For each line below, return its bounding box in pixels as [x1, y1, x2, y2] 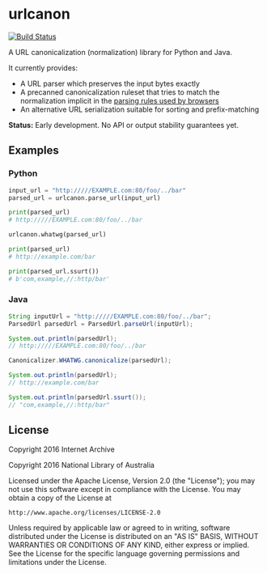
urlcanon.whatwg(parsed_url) [8, 231, 107, 239]
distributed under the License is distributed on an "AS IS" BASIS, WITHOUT [8, 532, 259, 541]
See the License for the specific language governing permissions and [8, 549, 240, 558]
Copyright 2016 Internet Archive [8, 444, 115, 454]
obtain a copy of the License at [8, 493, 112, 503]
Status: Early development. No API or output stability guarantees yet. [8, 120, 239, 129]
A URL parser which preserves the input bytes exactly [19, 79, 201, 88]
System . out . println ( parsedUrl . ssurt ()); [8, 393, 147, 401]
